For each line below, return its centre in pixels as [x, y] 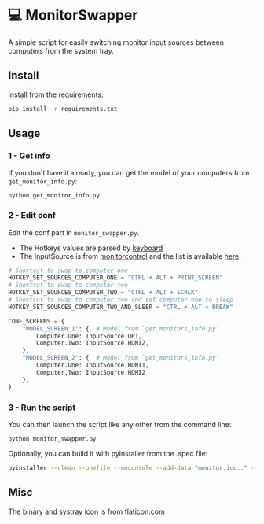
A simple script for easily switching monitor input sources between [116, 42]
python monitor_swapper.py [52, 439]
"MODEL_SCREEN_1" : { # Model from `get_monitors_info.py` [121, 328]
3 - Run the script [42, 408]
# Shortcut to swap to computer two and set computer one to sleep [121, 300]
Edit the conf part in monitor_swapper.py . [74, 232]
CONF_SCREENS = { [37, 321]
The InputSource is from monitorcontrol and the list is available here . [130, 256]
